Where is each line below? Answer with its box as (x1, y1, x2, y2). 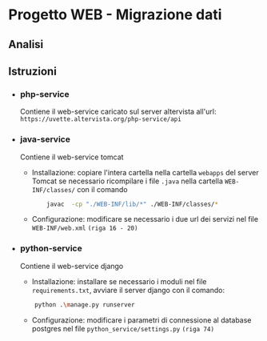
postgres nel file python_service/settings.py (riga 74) (31, 323, 214, 333)
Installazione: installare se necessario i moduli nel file (31, 276, 207, 286)
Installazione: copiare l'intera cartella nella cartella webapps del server (31, 167, 259, 177)
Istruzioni (8, 64, 58, 78)
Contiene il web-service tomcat (19, 152, 124, 162)
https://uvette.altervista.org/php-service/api (19, 115, 181, 123)
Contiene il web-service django (19, 261, 124, 271)
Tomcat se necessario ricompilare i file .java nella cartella (31, 176, 224, 186)
